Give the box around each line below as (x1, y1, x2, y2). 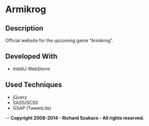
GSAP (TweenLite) (12, 105, 52, 111)
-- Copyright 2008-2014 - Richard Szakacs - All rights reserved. (5, 115, 144, 121)
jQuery (12, 94, 27, 100)
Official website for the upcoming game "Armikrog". (5, 37, 114, 43)
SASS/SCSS (12, 99, 38, 106)
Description (5, 24, 43, 33)
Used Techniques (5, 81, 62, 89)
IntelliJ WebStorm (12, 65, 50, 72)
